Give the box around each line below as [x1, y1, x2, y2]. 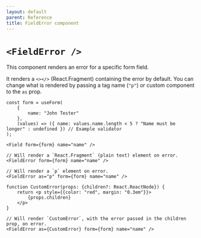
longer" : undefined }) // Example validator [6, 126, 122, 133]
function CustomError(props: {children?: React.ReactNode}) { [6, 184, 165, 190]
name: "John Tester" [28, 110, 79, 116]
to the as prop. [6, 88, 42, 95]
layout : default [6, 8, 47, 15]
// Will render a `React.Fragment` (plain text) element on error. [6, 152, 179, 158]
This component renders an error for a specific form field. [6, 64, 149, 71]
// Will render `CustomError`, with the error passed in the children [6, 216, 187, 222]
